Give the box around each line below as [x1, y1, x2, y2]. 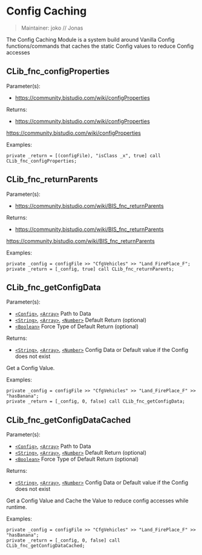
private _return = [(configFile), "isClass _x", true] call [6, 152, 161, 158]
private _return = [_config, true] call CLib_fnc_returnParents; [6, 266, 174, 272]
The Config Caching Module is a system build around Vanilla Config [6, 36, 175, 43]
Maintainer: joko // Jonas [21, 24, 83, 31]
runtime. [6, 504, 27, 511]
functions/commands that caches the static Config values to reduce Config [6, 42, 194, 50]
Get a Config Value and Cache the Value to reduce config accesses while [6, 497, 189, 504]
